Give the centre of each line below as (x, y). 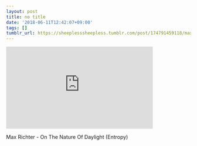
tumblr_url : (21, 33)
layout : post (22, 11)
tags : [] (17, 28)
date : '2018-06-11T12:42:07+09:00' (50, 22)
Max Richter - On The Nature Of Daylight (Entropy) (67, 137)
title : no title (26, 17)
